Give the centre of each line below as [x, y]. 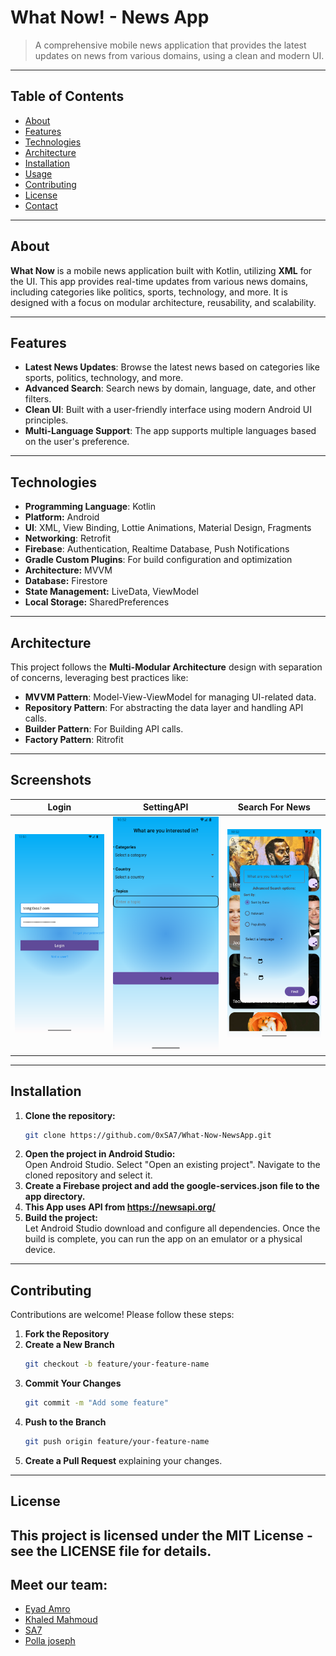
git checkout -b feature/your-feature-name [117, 1364]
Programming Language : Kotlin [90, 507]
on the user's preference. [77, 442]
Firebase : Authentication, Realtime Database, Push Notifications [157, 549]
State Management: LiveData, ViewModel [111, 592]
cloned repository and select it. [88, 1175]
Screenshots [51, 780]
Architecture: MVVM [68, 570]
